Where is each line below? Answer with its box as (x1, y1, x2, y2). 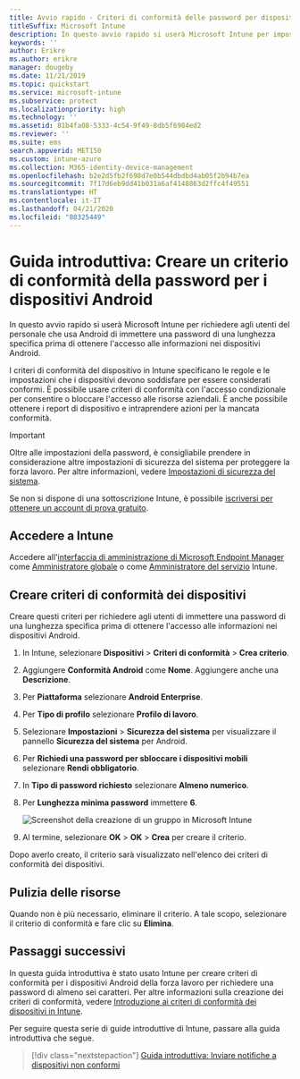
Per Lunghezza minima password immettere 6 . (21, 797, 198, 808)
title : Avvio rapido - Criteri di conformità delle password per (9, 13, 257, 22)
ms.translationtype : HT (9, 188, 98, 197)
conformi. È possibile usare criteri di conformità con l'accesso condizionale (9, 384, 287, 395)
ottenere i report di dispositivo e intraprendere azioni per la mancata (9, 403, 260, 413)
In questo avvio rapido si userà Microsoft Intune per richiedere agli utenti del (9, 319, 290, 329)
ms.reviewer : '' (9, 130, 70, 139)
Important (9, 429, 46, 440)
